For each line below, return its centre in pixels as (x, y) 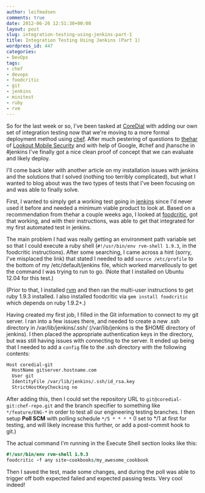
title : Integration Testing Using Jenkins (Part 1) (73, 40)
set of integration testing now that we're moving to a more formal (88, 132)
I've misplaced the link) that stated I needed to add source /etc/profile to (100, 258)
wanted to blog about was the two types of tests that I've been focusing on (101, 183)
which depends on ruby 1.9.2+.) (46, 303)
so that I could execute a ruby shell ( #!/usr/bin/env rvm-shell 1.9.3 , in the (101, 245)
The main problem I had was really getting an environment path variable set (101, 239)
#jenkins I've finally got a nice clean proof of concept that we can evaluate (100, 152)
